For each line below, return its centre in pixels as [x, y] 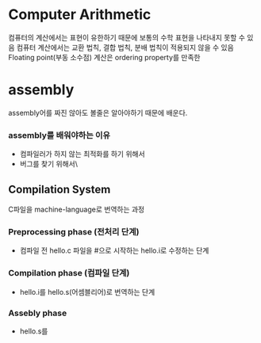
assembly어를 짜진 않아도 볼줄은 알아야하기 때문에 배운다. [98, 112]
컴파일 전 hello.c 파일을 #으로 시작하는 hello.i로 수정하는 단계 [114, 250]
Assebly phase [38, 313]
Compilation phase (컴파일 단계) [69, 273]
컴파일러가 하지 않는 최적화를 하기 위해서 [82, 154]
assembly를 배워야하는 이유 [59, 135]
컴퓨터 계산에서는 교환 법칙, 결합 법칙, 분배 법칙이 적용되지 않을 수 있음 [125, 47]
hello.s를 [34, 331]
